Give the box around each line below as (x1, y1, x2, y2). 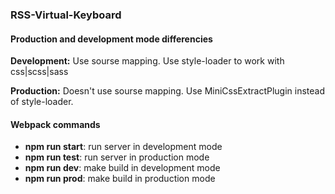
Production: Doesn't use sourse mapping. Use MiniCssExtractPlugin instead (10, 85, 326, 97)
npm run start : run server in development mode (24, 141, 223, 153)
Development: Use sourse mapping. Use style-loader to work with (10, 55, 285, 67)
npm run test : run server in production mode (24, 151, 210, 163)
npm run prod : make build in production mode (24, 173, 216, 185)
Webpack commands (10, 118, 101, 130)
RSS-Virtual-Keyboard (10, 8, 122, 22)
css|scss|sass (10, 66, 69, 78)
